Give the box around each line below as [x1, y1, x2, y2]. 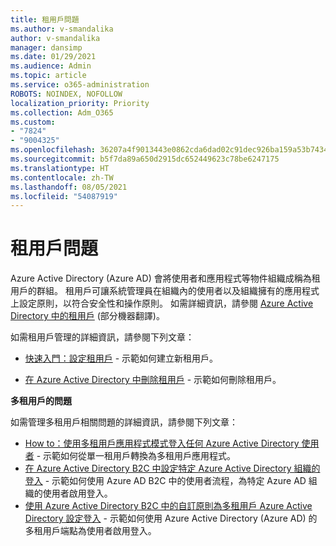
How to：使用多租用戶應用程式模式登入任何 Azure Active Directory [24, 437, 300, 450]
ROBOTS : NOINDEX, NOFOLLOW [10, 89, 123, 99]
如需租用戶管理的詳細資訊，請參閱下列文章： [10, 331, 195, 343]
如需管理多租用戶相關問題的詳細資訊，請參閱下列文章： [10, 416, 238, 428]
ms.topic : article [10, 71, 87, 81]
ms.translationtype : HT [10, 163, 110, 173]
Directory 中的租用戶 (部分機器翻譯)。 [10, 310, 165, 322]
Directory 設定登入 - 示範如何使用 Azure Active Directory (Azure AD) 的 [24, 512, 318, 525]
